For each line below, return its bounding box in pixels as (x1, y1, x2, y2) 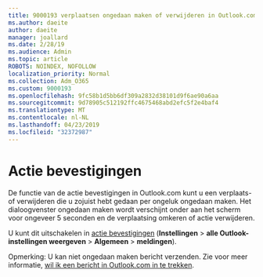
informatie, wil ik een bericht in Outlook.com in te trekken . (8, 260, 194, 269)
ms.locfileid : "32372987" (8, 128, 92, 136)
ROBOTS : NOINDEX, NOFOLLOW (8, 63, 96, 71)
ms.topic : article (8, 56, 68, 64)
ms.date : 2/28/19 (8, 41, 65, 49)
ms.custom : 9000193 (8, 84, 72, 93)
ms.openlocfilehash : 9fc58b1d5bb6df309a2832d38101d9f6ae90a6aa (8, 92, 219, 100)
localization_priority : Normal (8, 70, 110, 78)
